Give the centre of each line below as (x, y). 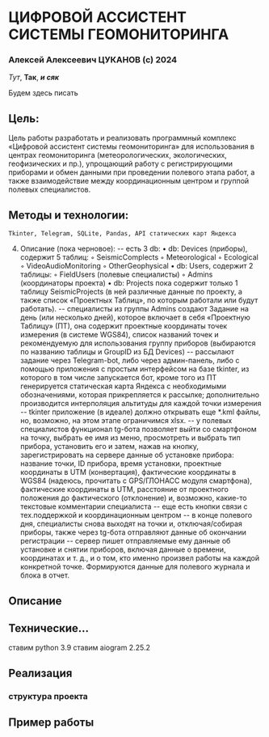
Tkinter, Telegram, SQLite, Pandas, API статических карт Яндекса (122, 234)
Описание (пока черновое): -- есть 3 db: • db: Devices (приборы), (134, 249)
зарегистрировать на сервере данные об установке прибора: (127, 455)
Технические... (49, 628)
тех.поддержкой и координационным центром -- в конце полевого (136, 515)
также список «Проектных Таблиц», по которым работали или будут (139, 300)
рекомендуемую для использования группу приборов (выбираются (138, 343)
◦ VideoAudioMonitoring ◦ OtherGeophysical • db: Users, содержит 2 (137, 266)
